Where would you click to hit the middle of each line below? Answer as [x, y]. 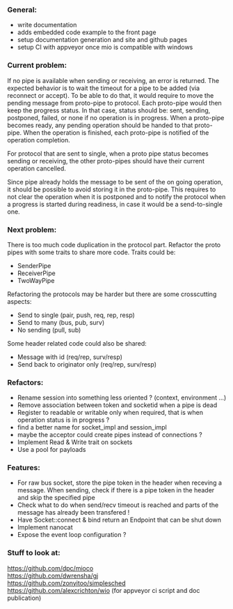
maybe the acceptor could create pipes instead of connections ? [110, 435]
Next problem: [32, 230]
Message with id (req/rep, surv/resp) [70, 357]
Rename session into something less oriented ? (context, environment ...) [122, 398]
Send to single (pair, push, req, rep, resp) [76, 315]
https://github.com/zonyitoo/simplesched [67, 583]
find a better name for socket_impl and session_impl [92, 427]
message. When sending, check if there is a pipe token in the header [116, 490]
